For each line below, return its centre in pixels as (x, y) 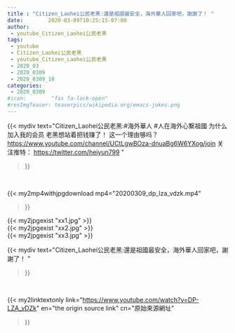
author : (19, 27)
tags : (15, 40)
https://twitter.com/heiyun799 (76, 152)
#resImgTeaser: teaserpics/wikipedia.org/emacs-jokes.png (94, 105)
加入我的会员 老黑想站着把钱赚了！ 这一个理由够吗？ (83, 135)
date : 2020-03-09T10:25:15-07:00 (67, 20)
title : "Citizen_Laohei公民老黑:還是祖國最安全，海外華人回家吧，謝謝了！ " (111, 14)
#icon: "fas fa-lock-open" (58, 99)
